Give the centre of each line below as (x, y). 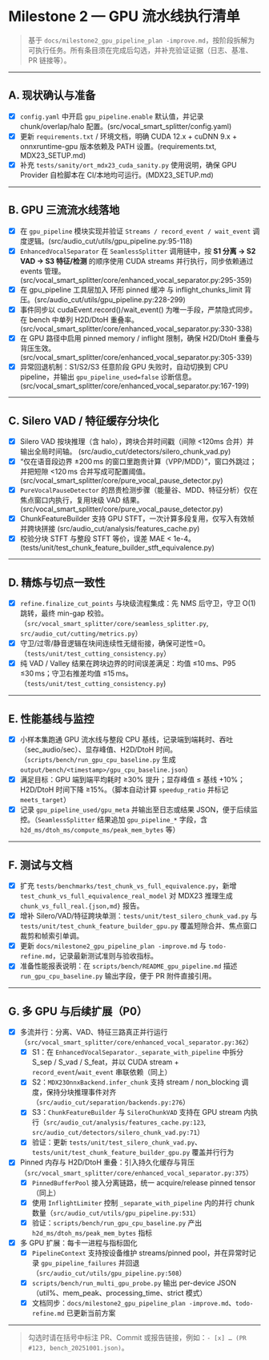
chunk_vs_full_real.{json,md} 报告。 (82, 906)
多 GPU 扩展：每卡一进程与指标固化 (78, 1242)
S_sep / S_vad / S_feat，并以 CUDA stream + (105, 1062)
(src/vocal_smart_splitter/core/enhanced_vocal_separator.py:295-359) (136, 280)
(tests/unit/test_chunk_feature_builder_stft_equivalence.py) (117, 548)
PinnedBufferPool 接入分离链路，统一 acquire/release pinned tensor (144, 1182)
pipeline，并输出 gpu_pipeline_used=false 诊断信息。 (108, 377)
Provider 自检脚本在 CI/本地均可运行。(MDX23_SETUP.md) (116, 175)
